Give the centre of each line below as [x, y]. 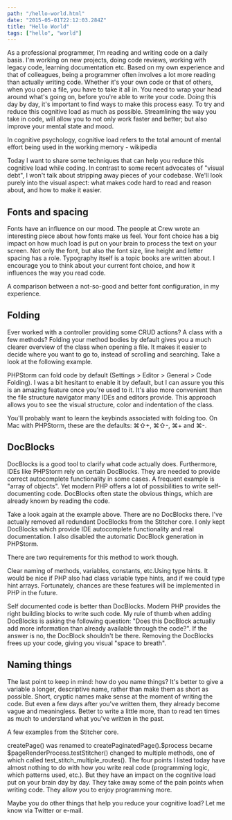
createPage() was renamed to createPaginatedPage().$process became [110, 745]
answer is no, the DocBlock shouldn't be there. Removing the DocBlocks [110, 635]
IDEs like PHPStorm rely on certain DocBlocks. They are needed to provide [114, 471]
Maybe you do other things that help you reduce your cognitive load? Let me [116, 803]
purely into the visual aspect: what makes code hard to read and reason [109, 183]
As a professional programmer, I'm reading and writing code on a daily [107, 53]
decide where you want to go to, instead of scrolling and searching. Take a [114, 354]
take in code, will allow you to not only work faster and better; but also [107, 119]
